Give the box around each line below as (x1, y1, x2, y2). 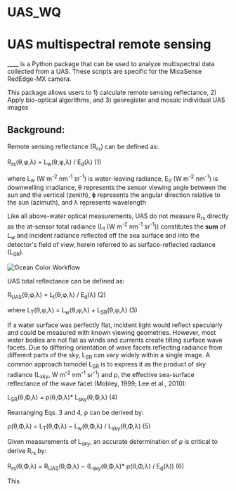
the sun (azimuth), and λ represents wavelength (7, 198, 146, 206)
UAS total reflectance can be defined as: (7, 276, 125, 285)
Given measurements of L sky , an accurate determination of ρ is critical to (7, 438, 218, 447)
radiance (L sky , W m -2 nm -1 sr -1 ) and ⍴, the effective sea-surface (7, 369, 195, 381)
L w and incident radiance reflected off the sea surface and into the (7, 231, 200, 241)
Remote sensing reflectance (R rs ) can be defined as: (7, 142, 159, 152)
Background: (7, 124, 65, 136)
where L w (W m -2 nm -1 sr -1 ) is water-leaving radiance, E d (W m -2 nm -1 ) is (7, 173, 218, 184)
